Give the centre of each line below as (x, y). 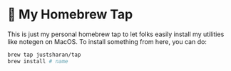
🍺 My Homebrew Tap (70, 15)
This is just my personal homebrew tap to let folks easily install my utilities (116, 34)
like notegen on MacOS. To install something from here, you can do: (107, 41)
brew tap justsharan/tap (44, 55)
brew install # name (38, 61)
